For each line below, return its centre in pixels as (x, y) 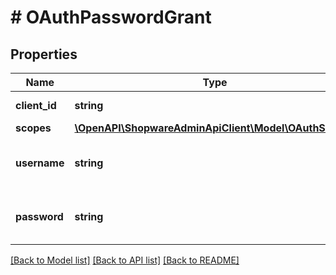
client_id (36, 105)
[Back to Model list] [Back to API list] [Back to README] (125, 260)
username (40, 163)
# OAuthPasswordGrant (111, 17)
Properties (44, 54)
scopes (33, 128)
